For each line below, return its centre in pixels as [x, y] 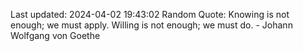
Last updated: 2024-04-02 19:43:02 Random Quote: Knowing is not [150, 14]
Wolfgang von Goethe [55, 35]
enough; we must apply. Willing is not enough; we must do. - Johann [151, 25]
